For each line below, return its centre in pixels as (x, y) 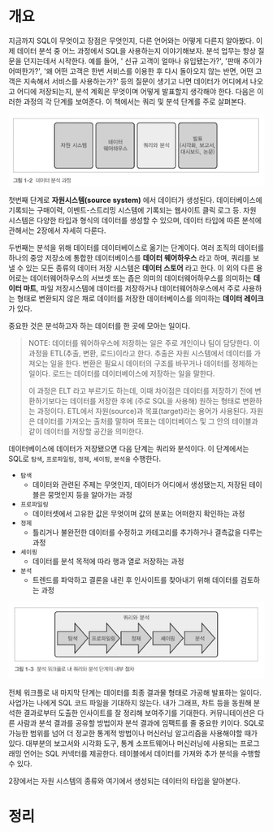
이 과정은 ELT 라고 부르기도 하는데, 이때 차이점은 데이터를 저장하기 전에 (141, 391)
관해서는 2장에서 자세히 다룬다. (57, 231)
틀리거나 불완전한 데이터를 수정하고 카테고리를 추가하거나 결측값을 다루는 (147, 532)
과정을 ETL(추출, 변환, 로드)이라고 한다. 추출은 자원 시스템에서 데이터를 (140, 353)
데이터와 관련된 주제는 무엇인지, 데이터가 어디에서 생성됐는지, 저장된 (140, 485)
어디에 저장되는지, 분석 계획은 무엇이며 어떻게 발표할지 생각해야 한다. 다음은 (136, 91)
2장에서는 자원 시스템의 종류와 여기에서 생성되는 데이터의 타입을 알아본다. (125, 781)
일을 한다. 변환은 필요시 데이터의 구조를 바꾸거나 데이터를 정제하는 (154, 364)
